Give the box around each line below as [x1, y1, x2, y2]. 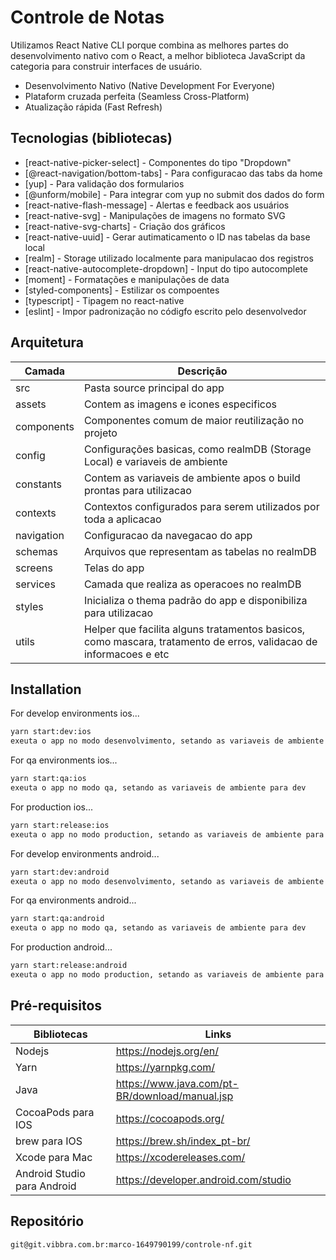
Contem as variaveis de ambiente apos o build [83, 471, 301, 485]
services [15, 577, 56, 591]
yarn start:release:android [10, 961, 128, 971]
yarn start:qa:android [10, 914, 105, 924]
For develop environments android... [10, 847, 160, 860]
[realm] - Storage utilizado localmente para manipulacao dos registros [24, 252, 314, 264]
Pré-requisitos [10, 997, 103, 1015]
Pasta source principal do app [83, 381, 225, 395]
